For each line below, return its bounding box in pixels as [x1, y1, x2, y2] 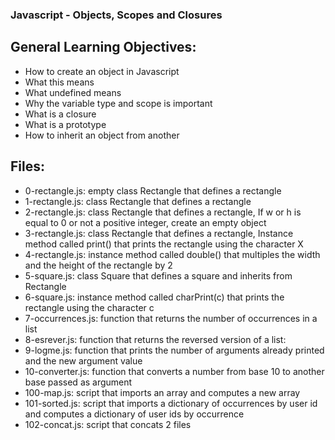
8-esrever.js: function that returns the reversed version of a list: [24, 333, 287, 345]
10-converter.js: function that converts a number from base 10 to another [24, 365, 325, 377]
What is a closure [24, 108, 97, 120]
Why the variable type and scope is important [24, 97, 213, 109]
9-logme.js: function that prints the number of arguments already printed [24, 344, 325, 356]
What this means [24, 76, 95, 88]
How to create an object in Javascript [24, 65, 180, 77]
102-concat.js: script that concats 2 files [24, 418, 192, 430]
